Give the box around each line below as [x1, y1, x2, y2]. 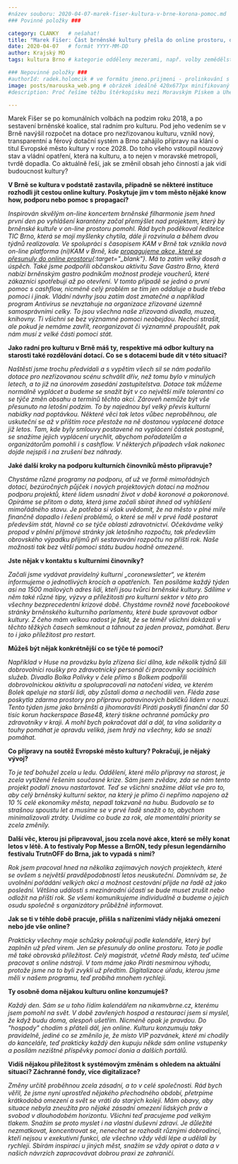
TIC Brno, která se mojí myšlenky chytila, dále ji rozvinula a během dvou [8, 232, 219, 241]
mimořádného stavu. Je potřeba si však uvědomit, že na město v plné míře [8, 505, 226, 514]
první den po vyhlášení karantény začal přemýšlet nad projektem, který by [8, 217, 225, 225]
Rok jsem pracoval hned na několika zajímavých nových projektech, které [8, 864, 223, 872]
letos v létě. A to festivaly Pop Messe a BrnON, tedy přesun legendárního [8, 842, 227, 851]
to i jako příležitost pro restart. [8, 631, 96, 639]
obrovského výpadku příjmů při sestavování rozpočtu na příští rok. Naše [8, 536, 219, 544]
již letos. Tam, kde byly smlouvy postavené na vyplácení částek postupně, [8, 425, 225, 434]
